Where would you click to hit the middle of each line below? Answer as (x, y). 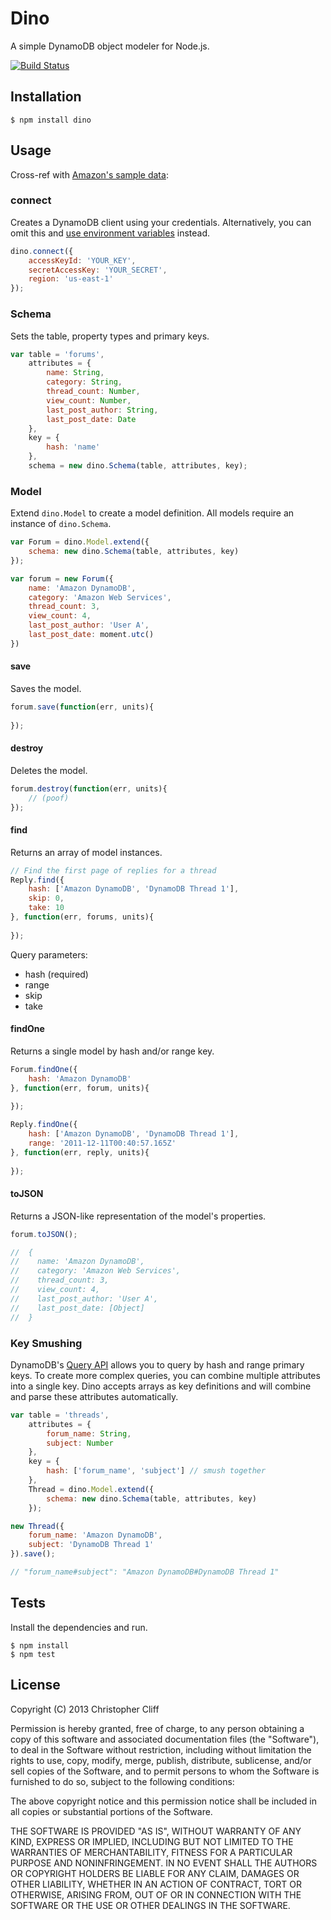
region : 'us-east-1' (71, 279)
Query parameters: (49, 954)
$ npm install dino (51, 120)
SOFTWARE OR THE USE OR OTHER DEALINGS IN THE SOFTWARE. (150, 1905)
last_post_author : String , (102, 410)
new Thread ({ (37, 1526)
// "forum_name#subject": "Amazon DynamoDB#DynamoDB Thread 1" (145, 1572)
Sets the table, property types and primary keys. (110, 336)
